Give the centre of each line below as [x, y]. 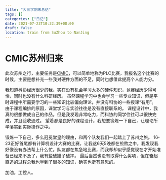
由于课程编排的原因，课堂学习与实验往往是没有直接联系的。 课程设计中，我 [82, 108]
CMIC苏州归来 [34, 58]
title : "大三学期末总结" [28, 10]
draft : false [19, 28]
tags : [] [14, 14]
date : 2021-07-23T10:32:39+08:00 [40, 23]
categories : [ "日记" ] [27, 19]
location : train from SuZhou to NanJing [47, 33]
